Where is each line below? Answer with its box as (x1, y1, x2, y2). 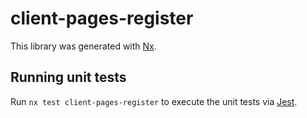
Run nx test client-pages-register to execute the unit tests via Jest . (10, 95, 298, 107)
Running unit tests (10, 69, 127, 86)
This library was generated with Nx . (10, 40, 157, 52)
